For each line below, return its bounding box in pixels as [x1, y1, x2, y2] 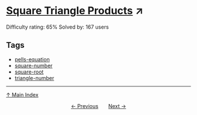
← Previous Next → [70, 102, 127, 109]
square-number [14, 62, 53, 69]
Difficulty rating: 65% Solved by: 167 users [6, 23, 109, 30]
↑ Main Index [6, 91, 39, 98]
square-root [14, 68, 44, 75]
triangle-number [14, 74, 55, 81]
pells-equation [14, 55, 50, 62]
